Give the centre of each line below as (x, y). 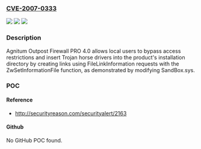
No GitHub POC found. (34, 140)
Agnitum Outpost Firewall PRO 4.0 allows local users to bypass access (94, 51)
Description (24, 38)
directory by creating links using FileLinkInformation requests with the (93, 64)
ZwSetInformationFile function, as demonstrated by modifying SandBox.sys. (101, 70)
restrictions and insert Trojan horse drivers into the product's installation (96, 57)
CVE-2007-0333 (32, 8)
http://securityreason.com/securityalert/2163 (71, 113)
